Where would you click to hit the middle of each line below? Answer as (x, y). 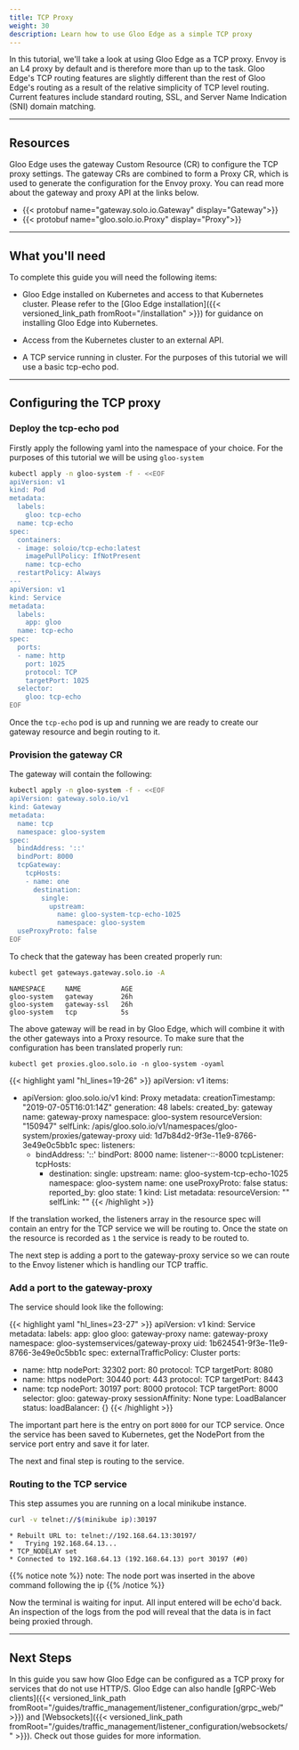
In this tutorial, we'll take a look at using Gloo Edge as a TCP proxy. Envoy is (148, 60)
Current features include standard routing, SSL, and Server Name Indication (148, 97)
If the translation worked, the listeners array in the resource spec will (135, 1219)
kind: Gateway (36, 807)
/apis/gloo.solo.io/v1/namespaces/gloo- (165, 1126)
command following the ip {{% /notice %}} (87, 1585)
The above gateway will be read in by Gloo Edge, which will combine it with (147, 1028)
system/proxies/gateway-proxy (79, 1135)
